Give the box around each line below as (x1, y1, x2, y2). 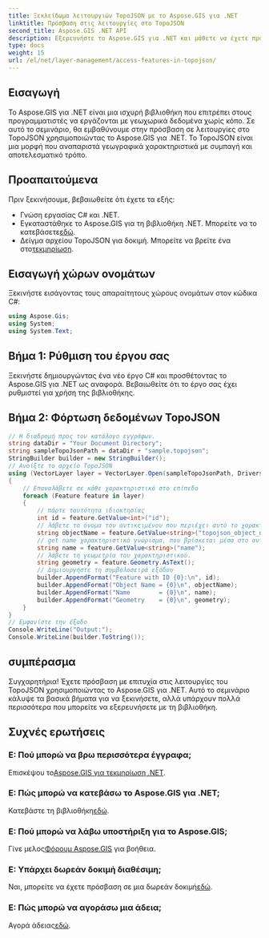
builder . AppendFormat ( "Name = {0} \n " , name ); (37, 588, 217, 597)
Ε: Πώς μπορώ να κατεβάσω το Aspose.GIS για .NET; (8, 787, 220, 799)
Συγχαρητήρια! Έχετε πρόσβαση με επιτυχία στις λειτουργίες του (8, 676, 228, 686)
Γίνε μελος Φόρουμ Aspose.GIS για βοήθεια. (8, 844, 156, 854)
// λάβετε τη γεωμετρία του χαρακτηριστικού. (37, 551, 192, 559)
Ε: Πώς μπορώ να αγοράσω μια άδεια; (8, 902, 162, 913)
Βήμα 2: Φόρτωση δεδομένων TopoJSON (8, 411, 220, 425)
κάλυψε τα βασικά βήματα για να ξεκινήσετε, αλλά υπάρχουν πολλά (8, 694, 241, 703)
